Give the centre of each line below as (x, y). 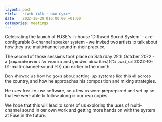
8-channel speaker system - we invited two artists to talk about (94, 42)
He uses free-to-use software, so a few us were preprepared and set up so (80, 91)
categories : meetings (27, 23)
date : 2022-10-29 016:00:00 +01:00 (43, 18)
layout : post (18, 9)
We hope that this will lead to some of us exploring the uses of (67, 105)
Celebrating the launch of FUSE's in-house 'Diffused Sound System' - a (76, 37)
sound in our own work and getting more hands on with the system (89, 110)
